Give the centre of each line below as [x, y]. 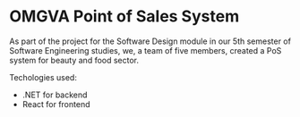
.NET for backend [55, 95]
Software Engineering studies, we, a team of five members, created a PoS [146, 50]
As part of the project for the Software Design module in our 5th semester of [150, 41]
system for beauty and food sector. [74, 60]
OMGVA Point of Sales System [124, 17]
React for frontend [56, 104]
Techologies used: [43, 77]
